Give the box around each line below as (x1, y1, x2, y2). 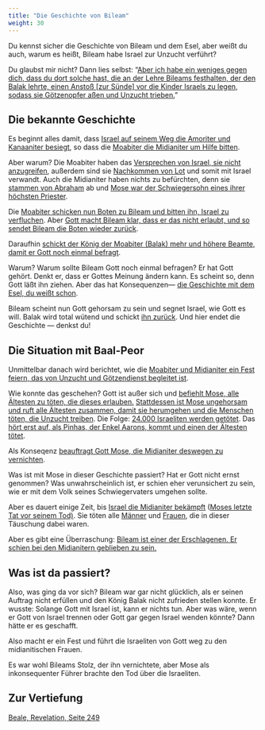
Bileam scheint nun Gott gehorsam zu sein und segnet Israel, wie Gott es (8, 303, 246, 314)
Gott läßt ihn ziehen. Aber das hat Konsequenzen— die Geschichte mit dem (8, 280, 255, 290)
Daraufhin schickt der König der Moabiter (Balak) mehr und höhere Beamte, (8, 239, 255, 249)
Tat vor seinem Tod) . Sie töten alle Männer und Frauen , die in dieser (8, 511, 230, 520)
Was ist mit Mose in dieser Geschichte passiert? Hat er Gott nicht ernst (8, 470, 240, 480)
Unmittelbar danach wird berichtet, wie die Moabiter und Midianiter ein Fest (8, 365, 255, 374)
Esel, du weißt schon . (8, 288, 79, 298)
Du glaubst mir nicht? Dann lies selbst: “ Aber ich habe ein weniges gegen (8, 64, 248, 74)
